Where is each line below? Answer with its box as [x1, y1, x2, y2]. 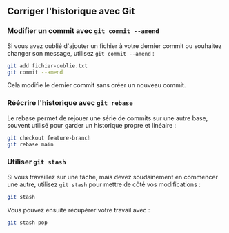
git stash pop [7, 219, 48, 226]
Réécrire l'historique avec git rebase [7, 98, 133, 108]
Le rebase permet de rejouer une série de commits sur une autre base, [7, 113, 208, 122]
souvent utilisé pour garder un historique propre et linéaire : [7, 121, 177, 129]
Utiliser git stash [7, 157, 67, 167]
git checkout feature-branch [7, 134, 91, 142]
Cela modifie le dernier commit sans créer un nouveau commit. [7, 81, 186, 89]
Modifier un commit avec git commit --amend [7, 26, 160, 36]
